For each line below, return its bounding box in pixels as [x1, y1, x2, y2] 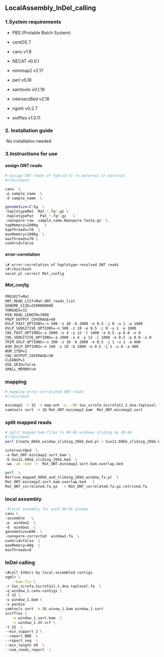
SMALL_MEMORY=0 [5, 367, 36, 372]
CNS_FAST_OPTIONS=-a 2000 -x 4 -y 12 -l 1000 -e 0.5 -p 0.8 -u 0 [5, 331, 141, 336]
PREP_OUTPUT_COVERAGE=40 [5, 317, 56, 322]
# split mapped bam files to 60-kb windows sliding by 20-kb [5, 430, 132, 435]
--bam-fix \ [11, 579, 36, 584]
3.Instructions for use [5, 150, 58, 157]
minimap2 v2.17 [12, 67, 44, 73]
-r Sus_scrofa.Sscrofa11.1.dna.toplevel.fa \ [5, 584, 102, 589]
